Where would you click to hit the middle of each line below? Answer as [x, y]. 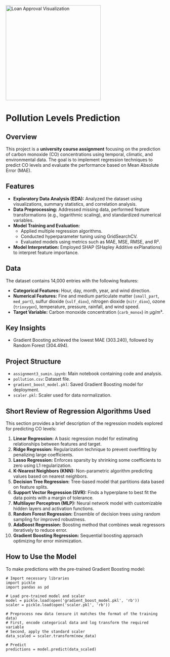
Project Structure [33, 361]
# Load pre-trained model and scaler [46, 596]
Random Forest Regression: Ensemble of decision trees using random [87, 514]
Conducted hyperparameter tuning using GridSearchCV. [79, 236]
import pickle [21, 582]
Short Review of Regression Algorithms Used [78, 411]
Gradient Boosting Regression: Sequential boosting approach [78, 536]
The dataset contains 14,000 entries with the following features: [72, 280]
